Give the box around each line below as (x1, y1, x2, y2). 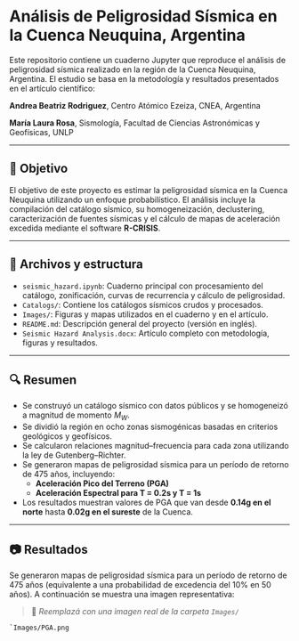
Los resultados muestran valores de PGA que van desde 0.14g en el (21, 497, 271, 508)
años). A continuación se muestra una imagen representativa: (9, 588, 235, 599)
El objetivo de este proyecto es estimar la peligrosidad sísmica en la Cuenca (9, 184, 288, 195)
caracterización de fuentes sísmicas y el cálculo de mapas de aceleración (9, 213, 280, 223)
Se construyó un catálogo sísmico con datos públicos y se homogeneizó (21, 401, 289, 411)
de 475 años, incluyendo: (21, 469, 116, 480)
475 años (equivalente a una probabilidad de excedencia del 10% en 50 (9, 579, 271, 589)
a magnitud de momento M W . (21, 410, 131, 423)
